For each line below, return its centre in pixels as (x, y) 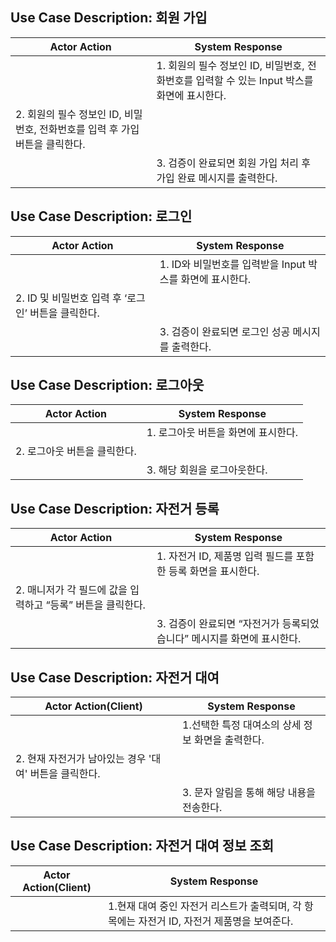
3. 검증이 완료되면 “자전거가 (218, 624)
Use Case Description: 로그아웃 (107, 385)
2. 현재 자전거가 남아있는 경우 (81, 759)
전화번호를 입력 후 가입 (89, 129)
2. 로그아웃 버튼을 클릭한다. (76, 451)
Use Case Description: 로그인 (101, 216)
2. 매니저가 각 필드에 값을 (71, 590)
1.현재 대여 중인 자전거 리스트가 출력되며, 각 (205, 906)
